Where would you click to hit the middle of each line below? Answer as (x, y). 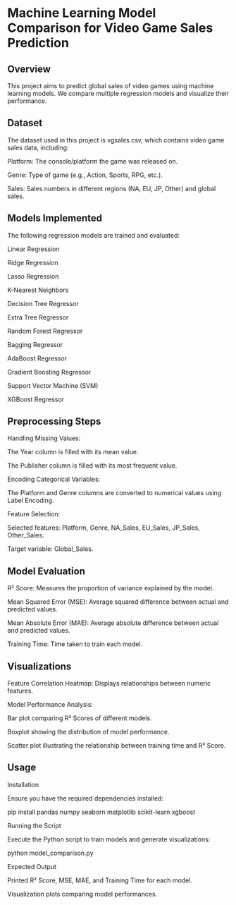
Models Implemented (55, 218)
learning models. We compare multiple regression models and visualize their (118, 93)
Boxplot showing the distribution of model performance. (89, 732)
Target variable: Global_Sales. (50, 549)
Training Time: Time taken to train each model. (75, 644)
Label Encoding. (31, 500)
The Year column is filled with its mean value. (73, 452)
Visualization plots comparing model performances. (82, 894)
